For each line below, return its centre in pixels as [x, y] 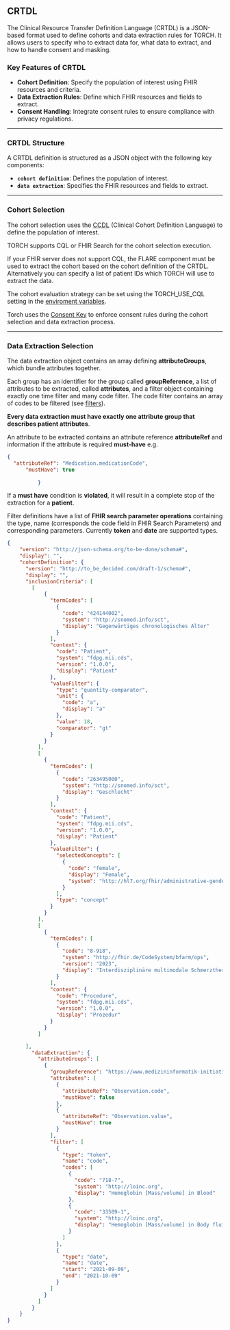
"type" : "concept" [82, 900]
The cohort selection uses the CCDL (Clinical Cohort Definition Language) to [115, 225]
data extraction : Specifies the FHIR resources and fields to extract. [113, 186]
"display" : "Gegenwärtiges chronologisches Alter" [136, 626]
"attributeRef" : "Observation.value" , [117, 1117]
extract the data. [30, 280]
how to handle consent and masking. [59, 49]
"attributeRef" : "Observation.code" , [116, 1091]
